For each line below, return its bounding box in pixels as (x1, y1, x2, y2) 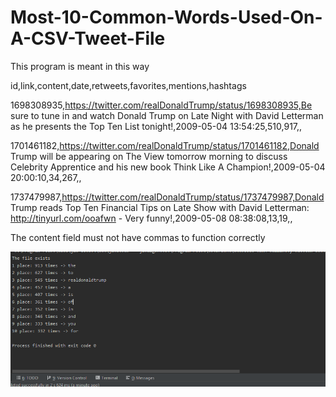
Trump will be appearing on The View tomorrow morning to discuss (10, 150, 288, 162)
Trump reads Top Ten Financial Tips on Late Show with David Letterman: (10, 201, 310, 213)
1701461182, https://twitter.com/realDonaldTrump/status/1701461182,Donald (10, 139, 320, 151)
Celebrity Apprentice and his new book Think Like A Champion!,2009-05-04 (10, 161, 326, 173)
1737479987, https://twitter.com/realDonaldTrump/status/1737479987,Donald (10, 191, 325, 203)
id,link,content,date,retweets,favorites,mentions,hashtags (10, 79, 247, 91)
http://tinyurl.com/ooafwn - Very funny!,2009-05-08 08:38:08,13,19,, (10, 212, 293, 224)
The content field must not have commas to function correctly (10, 231, 266, 243)
